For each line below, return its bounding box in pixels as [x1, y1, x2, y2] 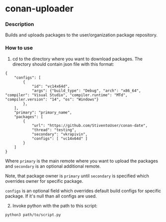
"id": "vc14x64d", [31, 84, 70, 89]
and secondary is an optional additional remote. [5, 163, 101, 169]
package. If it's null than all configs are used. [5, 193, 97, 199]
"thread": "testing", [31, 127, 77, 132]
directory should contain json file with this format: [12, 61, 114, 67]
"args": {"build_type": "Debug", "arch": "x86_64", [31, 88, 141, 93]
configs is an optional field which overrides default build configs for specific [5, 188, 162, 194]
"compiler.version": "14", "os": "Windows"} [5, 97, 99, 102]
